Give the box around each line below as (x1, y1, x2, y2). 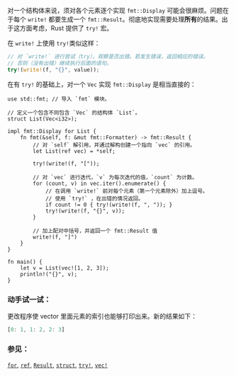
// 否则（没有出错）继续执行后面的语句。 (7, 59, 112, 67)
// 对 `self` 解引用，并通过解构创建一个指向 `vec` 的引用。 (33, 141, 196, 149)
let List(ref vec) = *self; (33, 147, 116, 154)
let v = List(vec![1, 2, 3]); (20, 264, 110, 271)
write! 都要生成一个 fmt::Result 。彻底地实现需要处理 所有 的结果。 (27, 15, 222, 23)
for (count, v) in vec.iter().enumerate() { (33, 180, 167, 187)
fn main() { (7, 258, 43, 266)
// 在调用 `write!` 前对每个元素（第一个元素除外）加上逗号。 (45, 187, 208, 195)
